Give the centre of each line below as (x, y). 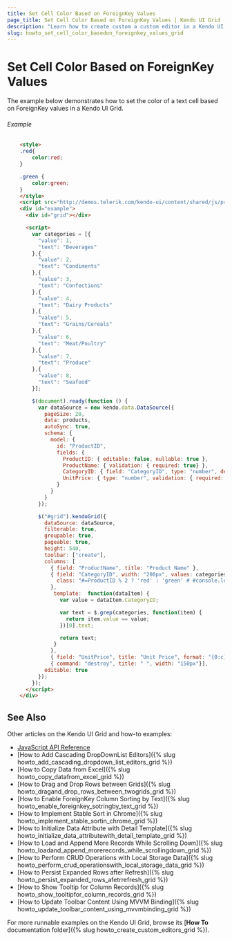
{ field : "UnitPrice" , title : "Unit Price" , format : (128, 657)
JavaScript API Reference (54, 747)
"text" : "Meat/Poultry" (72, 343)
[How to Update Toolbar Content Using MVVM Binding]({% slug (108, 902)
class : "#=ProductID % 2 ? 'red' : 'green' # (123, 581)
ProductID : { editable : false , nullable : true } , (135, 459)
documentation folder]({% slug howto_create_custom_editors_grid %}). (108, 930)
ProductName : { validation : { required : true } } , (135, 465)
